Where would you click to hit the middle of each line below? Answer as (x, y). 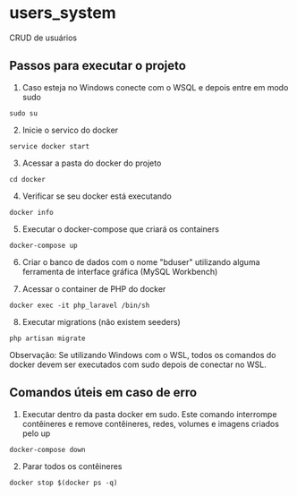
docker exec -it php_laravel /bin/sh (80, 305)
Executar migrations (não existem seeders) (101, 321)
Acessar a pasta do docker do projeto (92, 163)
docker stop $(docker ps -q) (64, 483)
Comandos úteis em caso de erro (103, 393)
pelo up (36, 433)
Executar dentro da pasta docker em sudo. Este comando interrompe (149, 414)
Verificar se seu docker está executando (97, 196)
